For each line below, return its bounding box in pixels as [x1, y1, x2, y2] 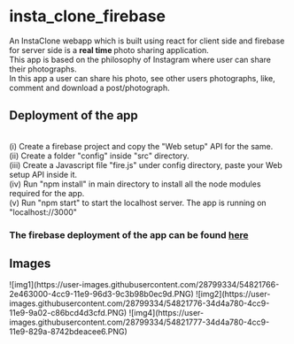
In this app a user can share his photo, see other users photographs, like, [9, 73, 276, 83]
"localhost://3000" [9, 206, 78, 218]
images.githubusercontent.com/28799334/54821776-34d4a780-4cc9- [9, 298, 270, 309]
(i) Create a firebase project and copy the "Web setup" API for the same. [9, 141, 274, 151]
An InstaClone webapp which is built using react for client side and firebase [9, 35, 285, 46]
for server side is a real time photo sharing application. [9, 44, 210, 55]
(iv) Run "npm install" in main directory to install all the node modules [9, 179, 261, 189]
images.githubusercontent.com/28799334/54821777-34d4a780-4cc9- [9, 317, 270, 328]
